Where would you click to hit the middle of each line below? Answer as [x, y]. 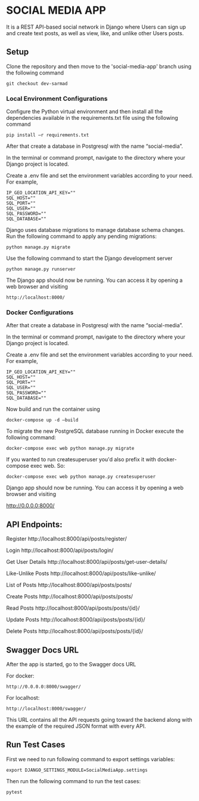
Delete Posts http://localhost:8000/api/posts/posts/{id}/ [75, 631]
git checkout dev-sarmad [37, 83]
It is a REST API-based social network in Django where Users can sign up [96, 27]
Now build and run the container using [53, 409]
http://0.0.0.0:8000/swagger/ [44, 687]
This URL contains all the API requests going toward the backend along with [99, 719]
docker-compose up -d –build [42, 420]
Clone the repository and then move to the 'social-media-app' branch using [99, 66]
